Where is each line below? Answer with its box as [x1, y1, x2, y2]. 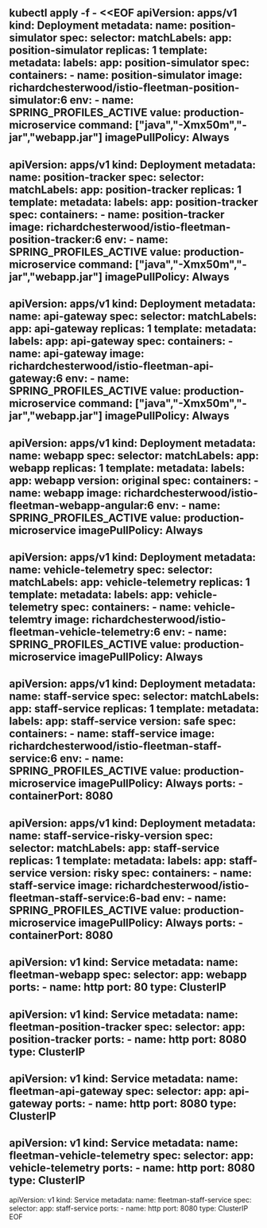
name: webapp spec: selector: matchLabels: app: [9, 449, 259, 462]
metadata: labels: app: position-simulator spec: [9, 56, 250, 70]
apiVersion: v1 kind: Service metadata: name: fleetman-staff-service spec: [9, 1195, 253, 1204]
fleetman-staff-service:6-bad [9, 891, 161, 904]
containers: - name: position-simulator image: [9, 69, 243, 82]
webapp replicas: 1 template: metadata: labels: [9, 461, 246, 475]
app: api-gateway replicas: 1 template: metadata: [9, 322, 257, 335]
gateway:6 [9, 372, 64, 386]
